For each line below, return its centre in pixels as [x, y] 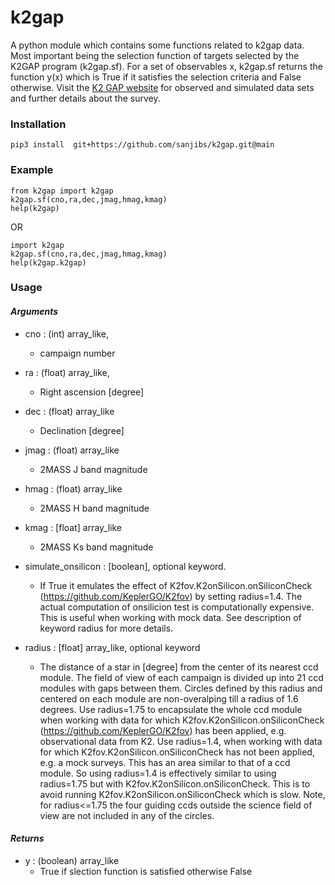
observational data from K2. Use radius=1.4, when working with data [181, 741]
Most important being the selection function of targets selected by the [155, 55]
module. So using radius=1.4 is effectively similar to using [158, 773]
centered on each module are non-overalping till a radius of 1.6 [169, 698]
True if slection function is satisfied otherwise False [146, 871]
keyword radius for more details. [106, 628]
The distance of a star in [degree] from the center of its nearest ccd [179, 667]
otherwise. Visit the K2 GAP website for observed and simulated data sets [162, 87]
